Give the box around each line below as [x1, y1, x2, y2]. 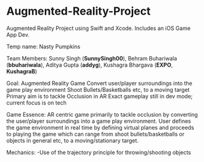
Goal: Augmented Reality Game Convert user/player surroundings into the [6, 79, 193, 87]
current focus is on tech [6, 99, 67, 106]
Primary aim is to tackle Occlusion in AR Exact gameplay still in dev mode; [6, 92, 193, 100]
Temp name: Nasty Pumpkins [6, 43, 81, 50]
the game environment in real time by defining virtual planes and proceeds [6, 123, 194, 131]
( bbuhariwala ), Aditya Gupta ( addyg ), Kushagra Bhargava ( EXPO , [6, 61, 173, 68]
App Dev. [6, 31, 30, 38]
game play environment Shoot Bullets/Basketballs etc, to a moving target [6, 86, 190, 93]
